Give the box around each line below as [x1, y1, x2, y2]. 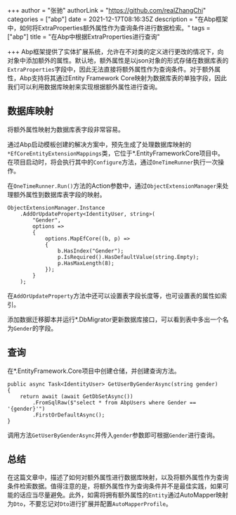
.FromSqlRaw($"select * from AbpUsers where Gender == [32, 399, 197, 406]
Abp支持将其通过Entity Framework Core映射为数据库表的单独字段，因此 [19, 74, 227, 82]
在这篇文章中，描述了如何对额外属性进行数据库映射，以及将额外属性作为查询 [7, 473, 229, 482]
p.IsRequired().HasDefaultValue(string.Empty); [57, 253, 199, 260]
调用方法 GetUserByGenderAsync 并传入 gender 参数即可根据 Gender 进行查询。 [7, 431, 219, 439]
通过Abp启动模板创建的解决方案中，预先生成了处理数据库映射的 [7, 140, 192, 148]
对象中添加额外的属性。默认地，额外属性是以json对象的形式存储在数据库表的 [7, 56, 229, 65]
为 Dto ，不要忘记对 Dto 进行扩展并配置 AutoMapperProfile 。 [7, 500, 172, 508]
